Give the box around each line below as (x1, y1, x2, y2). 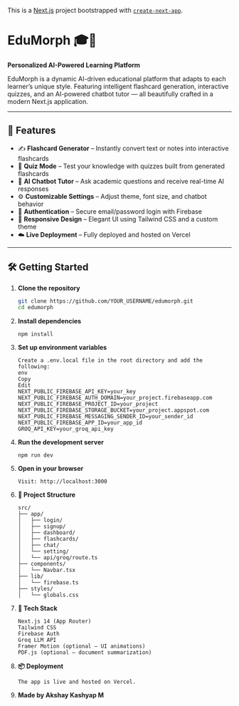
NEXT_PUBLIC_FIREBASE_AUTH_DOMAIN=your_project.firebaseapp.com (17, 395, 213, 402)
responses (17, 185, 49, 193)
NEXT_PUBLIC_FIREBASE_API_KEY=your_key (17, 388, 137, 395)
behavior (17, 199, 44, 208)
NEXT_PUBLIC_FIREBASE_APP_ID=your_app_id (17, 420, 142, 427)
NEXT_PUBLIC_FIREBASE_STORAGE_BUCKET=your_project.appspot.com (17, 407, 210, 414)
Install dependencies (17, 317, 82, 326)
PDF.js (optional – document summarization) (17, 649, 152, 656)
